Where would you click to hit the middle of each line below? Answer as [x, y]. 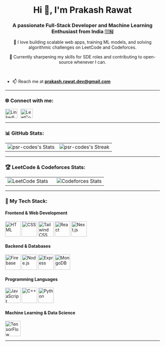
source [66, 62]
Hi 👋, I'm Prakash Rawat [82, 10]
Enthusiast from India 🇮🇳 [82, 31]
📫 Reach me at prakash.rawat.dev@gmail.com [61, 82]
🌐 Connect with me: [29, 101]
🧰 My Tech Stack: [26, 201]
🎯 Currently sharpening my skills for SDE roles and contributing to [76, 57]
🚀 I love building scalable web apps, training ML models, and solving [82, 42]
